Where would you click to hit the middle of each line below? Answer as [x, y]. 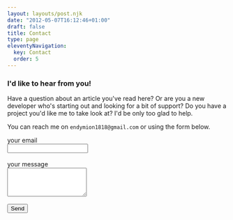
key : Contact [32, 53]
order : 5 [26, 59]
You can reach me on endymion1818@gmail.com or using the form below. [109, 127]
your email [22, 141]
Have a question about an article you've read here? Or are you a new [106, 99]
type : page [23, 40]
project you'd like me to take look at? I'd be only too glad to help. [100, 113]
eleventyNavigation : [37, 46]
